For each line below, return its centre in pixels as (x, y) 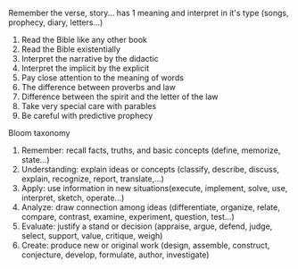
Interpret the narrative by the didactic (90, 59)
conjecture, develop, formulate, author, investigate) (115, 255)
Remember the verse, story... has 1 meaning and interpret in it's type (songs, (149, 13)
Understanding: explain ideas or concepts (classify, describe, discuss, (150, 169)
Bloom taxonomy (39, 133)
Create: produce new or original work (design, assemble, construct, (145, 245)
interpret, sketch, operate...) (73, 198)
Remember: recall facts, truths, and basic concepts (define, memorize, (151, 150)
